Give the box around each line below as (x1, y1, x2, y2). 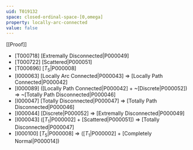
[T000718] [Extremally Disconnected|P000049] (14, 52, 129, 59)
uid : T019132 (6, 8, 38, 15)
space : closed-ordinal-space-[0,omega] (6, 14, 104, 20)
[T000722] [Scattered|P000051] (14, 59, 92, 66)
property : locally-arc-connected (6, 19, 88, 25)
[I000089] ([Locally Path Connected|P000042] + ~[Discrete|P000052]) (14, 85, 188, 92)
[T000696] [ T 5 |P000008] (14, 65, 77, 73)
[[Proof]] (6, 41, 27, 48)
